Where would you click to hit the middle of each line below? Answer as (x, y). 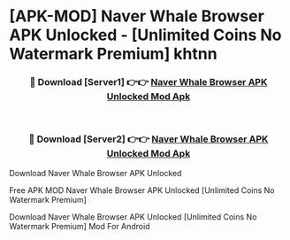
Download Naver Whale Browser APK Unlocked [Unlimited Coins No (133, 217)
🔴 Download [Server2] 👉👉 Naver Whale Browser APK (149, 139)
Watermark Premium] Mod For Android (80, 226)
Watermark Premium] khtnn (114, 54)
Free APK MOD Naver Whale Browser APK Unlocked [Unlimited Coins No (142, 190)
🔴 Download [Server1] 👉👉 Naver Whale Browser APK (149, 82)
